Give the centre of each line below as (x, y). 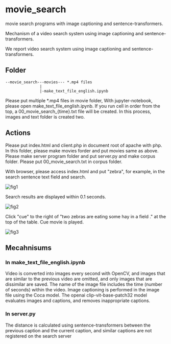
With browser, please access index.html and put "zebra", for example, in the (85, 171)
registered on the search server (39, 336)
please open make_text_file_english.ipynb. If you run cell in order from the (83, 106)
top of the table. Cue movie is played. (45, 222)
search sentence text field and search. (46, 177)
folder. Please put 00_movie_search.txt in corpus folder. (64, 162)
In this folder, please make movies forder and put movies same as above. (82, 151)
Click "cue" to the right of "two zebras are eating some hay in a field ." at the (86, 216)
